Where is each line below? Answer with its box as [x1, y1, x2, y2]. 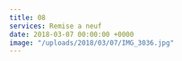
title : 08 [9, 13, 47, 22]
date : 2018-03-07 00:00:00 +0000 [9, 30, 134, 39]
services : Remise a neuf [9, 22, 102, 30]
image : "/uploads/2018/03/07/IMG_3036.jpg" [9, 38, 175, 48]
